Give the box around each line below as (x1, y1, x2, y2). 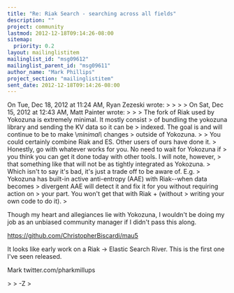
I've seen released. (7, 253, 62, 261)
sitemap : (7, 36, 33, 43)
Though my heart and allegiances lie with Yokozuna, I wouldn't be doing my (7, 211, 225, 219)
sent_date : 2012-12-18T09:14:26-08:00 (7, 82, 120, 89)
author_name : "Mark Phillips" (7, 68, 96, 75)
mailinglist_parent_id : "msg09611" (7, 62, 111, 69)
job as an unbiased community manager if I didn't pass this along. (7, 218, 197, 227)
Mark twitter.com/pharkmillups (7, 266, 96, 274)
